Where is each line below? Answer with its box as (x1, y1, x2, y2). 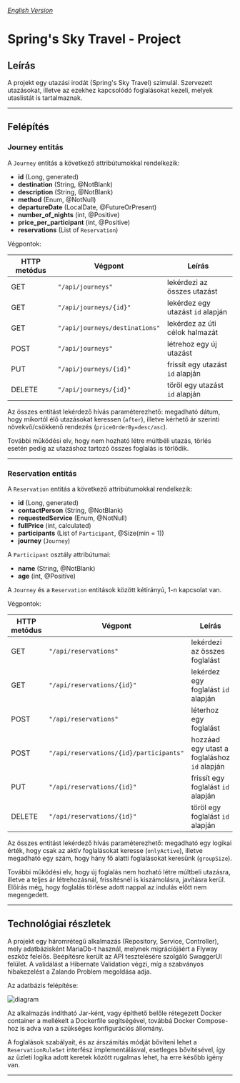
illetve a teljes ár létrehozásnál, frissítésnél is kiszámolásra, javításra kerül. (7, 875, 226, 884)
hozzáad (191, 734, 220, 744)
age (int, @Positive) (17, 572, 76, 580)
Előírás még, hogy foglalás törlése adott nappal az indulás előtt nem (7, 882, 207, 892)
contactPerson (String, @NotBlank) (17, 506, 124, 514)
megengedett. (7, 890, 49, 899)
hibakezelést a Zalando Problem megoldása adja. (7, 967, 152, 976)
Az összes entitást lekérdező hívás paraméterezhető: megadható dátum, (7, 407, 221, 416)
